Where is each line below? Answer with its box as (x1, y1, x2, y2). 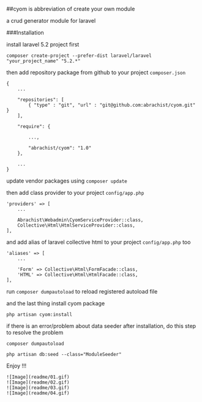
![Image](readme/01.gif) (6, 374, 70, 380)
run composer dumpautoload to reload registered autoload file (6, 288, 158, 295)
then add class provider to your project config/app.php (6, 189, 144, 196)
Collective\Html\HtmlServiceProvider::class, (17, 222, 136, 229)
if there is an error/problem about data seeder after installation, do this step (6, 322, 196, 330)
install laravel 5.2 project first (6, 41, 80, 48)
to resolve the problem (6, 329, 64, 336)
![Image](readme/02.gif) (6, 379, 70, 385)
